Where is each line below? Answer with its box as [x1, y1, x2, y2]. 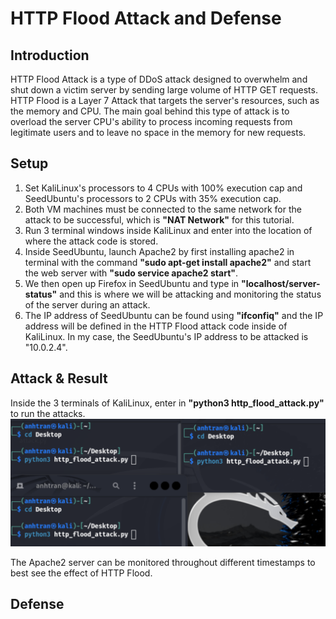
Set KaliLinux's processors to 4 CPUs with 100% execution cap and [24, 182, 303, 194]
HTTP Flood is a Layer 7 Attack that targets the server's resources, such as [10, 95, 320, 106]
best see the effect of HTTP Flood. [10, 567, 153, 579]
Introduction [10, 47, 90, 64]
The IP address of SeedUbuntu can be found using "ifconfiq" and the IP [24, 309, 324, 321]
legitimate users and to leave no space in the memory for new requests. [10, 127, 307, 138]
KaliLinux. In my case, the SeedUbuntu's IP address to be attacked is [24, 330, 309, 342]
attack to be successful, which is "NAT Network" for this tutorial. [24, 213, 295, 226]
